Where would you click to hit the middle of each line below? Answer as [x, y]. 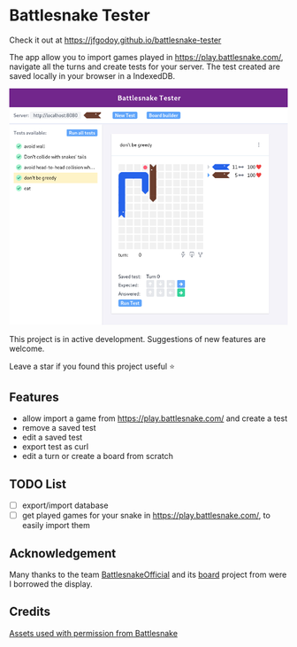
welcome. [27, 348]
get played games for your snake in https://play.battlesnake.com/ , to [146, 516]
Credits [30, 612]
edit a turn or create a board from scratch [98, 456]
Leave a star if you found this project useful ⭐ [92, 366]
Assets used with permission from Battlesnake [94, 633]
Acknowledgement [63, 553]
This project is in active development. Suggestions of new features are [138, 339]
